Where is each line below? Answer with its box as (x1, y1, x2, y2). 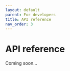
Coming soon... (5, 60, 37, 66)
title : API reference (5, 17, 52, 22)
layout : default (5, 7, 40, 13)
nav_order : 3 (5, 21, 33, 27)
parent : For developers (5, 12, 56, 17)
